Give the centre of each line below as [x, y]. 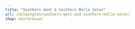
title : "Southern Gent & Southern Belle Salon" [56, 10]
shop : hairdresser [24, 19]
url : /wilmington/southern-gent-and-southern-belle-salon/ [68, 14]
